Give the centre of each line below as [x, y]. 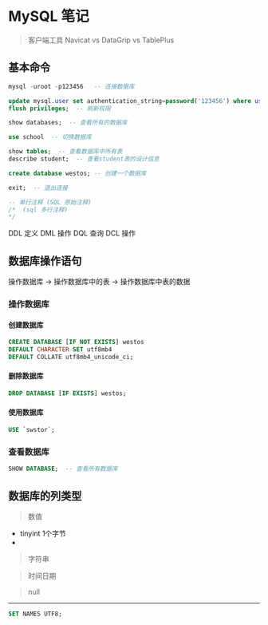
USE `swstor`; [32, 430]
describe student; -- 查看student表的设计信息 [84, 159]
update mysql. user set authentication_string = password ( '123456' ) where [130, 101]
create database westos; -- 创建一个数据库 [77, 173]
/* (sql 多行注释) [38, 210]
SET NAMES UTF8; [35, 614]
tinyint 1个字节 [43, 533]
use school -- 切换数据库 [50, 137]
